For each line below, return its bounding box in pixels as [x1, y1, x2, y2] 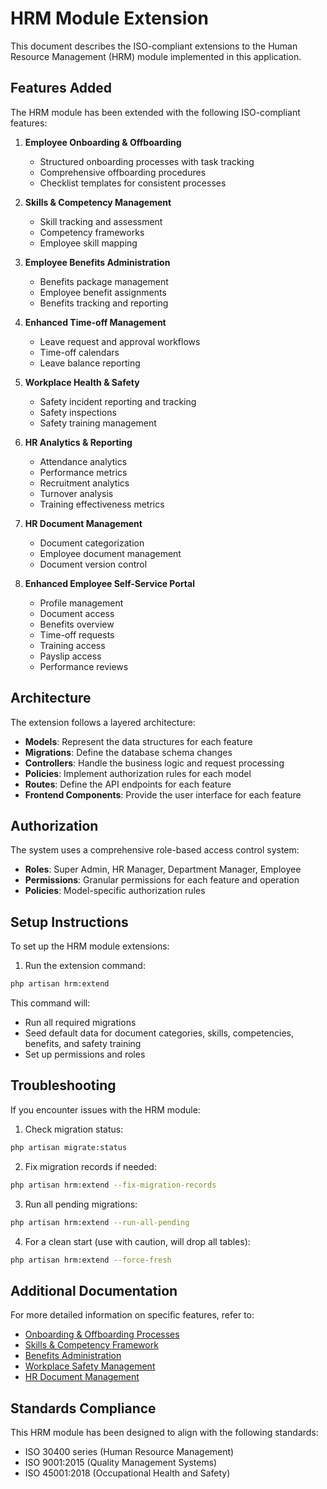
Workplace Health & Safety [24, 376, 140, 388]
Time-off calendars [39, 346, 120, 358]
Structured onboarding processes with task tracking [39, 155, 255, 167]
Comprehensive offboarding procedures [39, 166, 207, 178]
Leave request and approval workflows [39, 335, 201, 347]
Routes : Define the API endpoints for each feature [24, 778, 232, 790]
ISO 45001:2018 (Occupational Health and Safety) [24, 1467, 231, 1479]
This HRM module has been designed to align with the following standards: [10, 1427, 319, 1438]
